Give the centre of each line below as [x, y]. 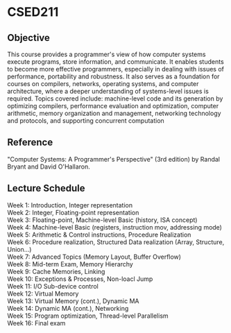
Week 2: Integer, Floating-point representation [73, 212]
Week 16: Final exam [36, 323]
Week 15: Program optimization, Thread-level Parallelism [88, 316]
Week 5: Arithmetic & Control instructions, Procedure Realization [99, 234]
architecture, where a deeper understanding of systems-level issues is [108, 91]
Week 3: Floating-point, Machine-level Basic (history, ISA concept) [102, 220]
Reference [30, 143]
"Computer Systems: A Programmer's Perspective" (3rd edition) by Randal [114, 159]
